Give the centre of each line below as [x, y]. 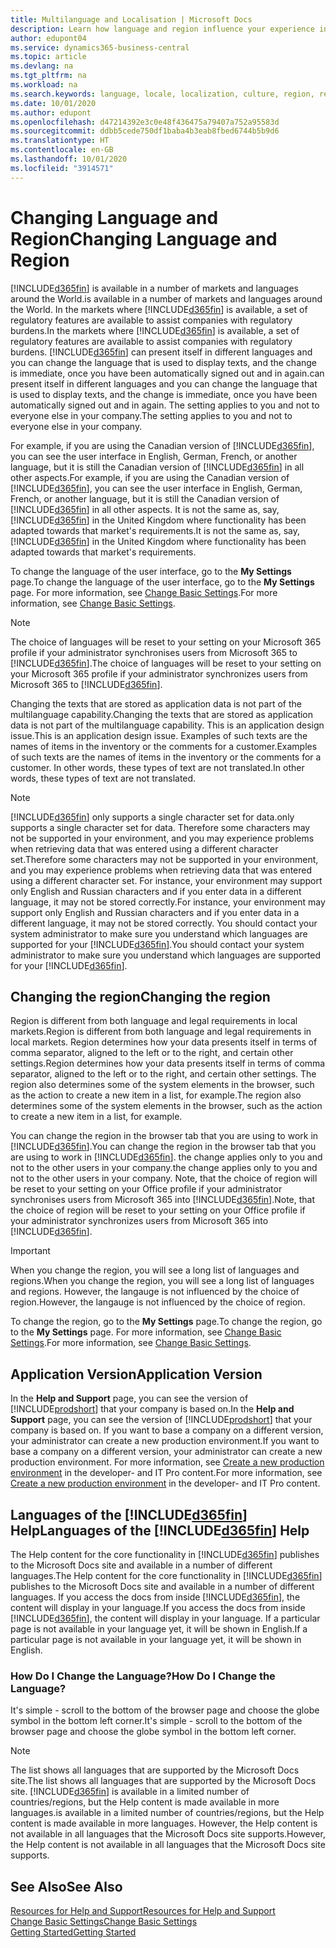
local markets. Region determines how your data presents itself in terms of [164, 1042]
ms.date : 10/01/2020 [53, 103]
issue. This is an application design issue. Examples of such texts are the [159, 735]
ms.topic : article [48, 57]
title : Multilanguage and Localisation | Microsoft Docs [131, 19]
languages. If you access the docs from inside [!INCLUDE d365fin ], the [155, 1597]
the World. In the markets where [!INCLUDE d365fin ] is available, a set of [159, 309]
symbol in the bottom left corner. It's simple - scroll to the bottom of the [156, 1721]
